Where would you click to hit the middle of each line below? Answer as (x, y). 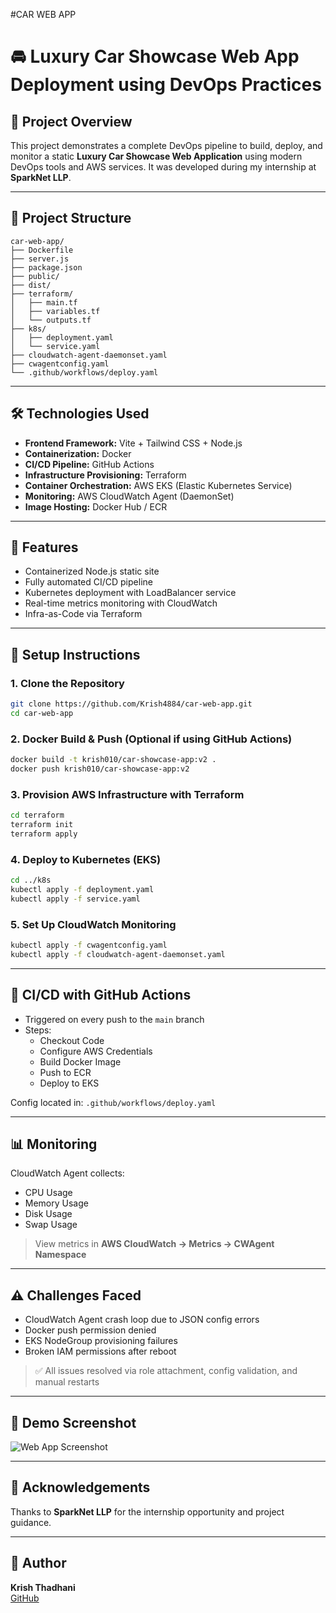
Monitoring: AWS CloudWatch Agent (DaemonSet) (129, 496)
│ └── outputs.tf (51, 320)
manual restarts (67, 1382)
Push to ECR (65, 1072)
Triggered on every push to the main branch (114, 1019)
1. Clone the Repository (67, 683)
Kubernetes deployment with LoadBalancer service (130, 593)
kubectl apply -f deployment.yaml (82, 890)
